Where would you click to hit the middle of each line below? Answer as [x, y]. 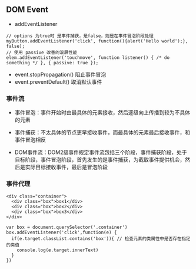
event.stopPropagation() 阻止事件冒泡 [60, 74]
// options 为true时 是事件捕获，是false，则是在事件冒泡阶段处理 [80, 36]
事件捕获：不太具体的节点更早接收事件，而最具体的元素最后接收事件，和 [102, 133]
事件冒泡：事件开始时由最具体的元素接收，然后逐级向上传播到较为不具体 [102, 113]
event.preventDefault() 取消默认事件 [58, 81]
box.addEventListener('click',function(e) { [62, 232]
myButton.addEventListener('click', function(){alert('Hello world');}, [97, 41]
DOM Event [27, 10]
